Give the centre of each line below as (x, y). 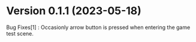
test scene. (20, 33)
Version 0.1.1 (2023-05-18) (74, 11)
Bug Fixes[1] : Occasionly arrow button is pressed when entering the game (98, 27)
